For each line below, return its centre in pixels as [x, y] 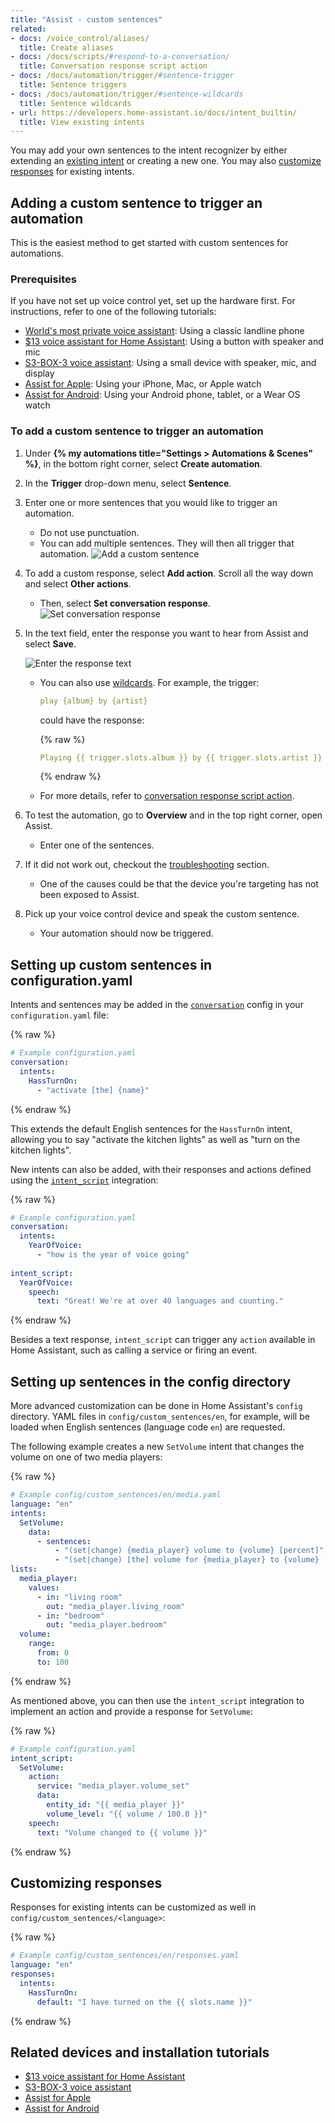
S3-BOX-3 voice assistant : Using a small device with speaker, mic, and [170, 363]
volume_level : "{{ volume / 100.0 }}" [127, 1814]
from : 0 [53, 1653]
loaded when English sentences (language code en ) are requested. [148, 1427]
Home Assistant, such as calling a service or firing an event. [134, 1350]
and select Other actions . [78, 583]
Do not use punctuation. [89, 532]
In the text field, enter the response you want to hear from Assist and [166, 633]
